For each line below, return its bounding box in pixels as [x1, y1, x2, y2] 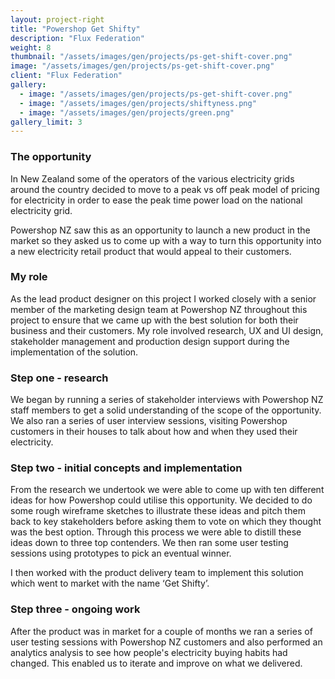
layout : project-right [10, 14, 105, 25]
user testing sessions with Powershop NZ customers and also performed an [10, 636, 323, 648]
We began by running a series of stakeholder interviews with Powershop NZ [10, 394, 324, 406]
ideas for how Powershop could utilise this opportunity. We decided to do [10, 494, 313, 506]
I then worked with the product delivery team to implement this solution [10, 567, 304, 579]
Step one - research [10, 371, 109, 385]
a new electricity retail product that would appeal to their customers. [10, 245, 292, 257]
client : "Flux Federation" [10, 71, 123, 81]
